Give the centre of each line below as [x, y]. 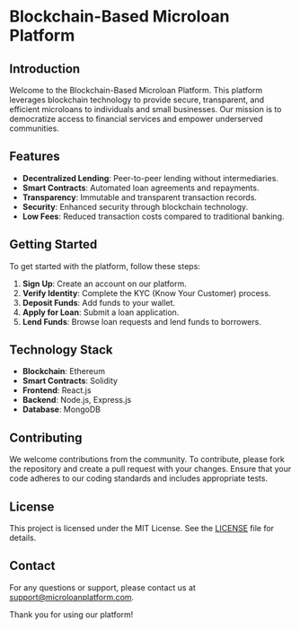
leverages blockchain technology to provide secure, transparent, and [137, 100]
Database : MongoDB [62, 409]
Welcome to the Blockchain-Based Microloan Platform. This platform [136, 90]
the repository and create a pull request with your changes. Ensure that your [150, 469]
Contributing [46, 437]
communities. [35, 128]
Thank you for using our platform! [71, 614]
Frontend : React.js [57, 390]
